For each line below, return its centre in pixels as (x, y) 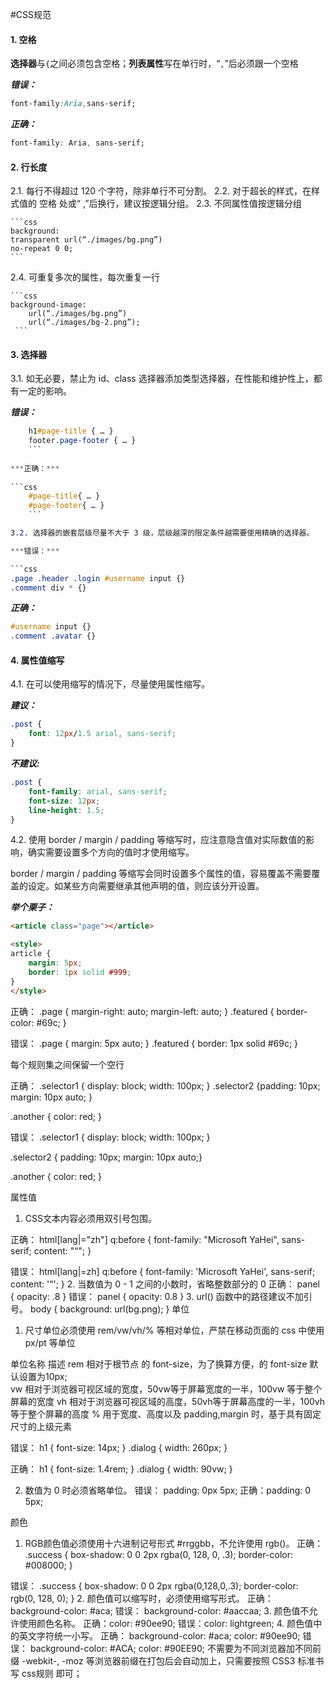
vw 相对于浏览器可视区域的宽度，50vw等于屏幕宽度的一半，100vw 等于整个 (166, 1389)
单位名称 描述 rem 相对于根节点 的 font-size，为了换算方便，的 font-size (159, 1364)
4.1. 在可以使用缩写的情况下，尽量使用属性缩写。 (110, 684)
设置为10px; (43, 1376)
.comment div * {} (48, 588)
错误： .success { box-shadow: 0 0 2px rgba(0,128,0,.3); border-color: (154, 1585)
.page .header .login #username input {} (98, 578)
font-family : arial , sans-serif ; (98, 791)
